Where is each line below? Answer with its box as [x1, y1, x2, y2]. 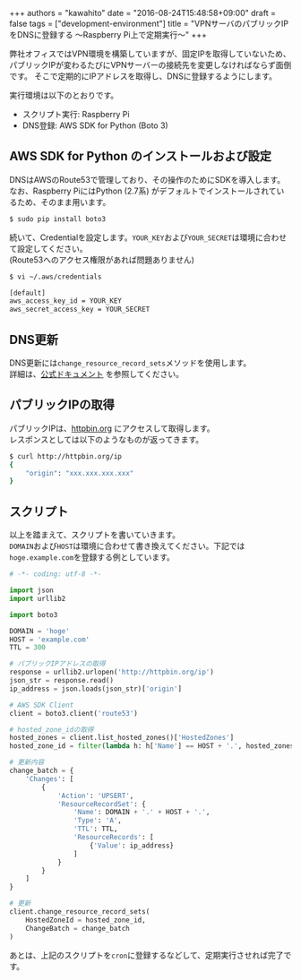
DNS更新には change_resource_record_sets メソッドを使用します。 [9, 357, 252, 368]
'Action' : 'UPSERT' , [56, 791, 134, 800]
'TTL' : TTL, [73, 824, 118, 834]
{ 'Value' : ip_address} [89, 841, 175, 850]
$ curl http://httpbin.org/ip [9, 451, 123, 460]
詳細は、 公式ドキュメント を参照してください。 [9, 369, 185, 379]
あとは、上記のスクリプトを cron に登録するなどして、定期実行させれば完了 [9, 950, 284, 960]
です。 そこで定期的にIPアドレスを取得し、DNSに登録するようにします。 [9, 71, 278, 82]
